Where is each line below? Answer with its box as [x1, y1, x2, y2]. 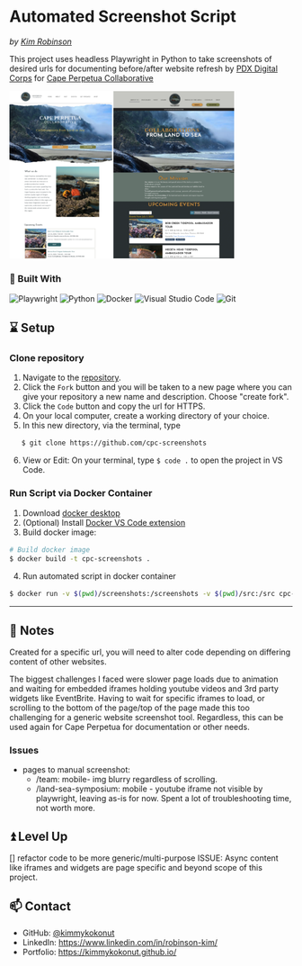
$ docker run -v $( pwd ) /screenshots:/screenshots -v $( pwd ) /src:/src [9, 590, 276, 599]
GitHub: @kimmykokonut [22, 927, 115, 938]
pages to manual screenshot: [22, 764, 130, 775]
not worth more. [35, 803, 96, 814]
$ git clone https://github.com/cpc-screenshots [21, 438, 207, 447]
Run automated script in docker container [22, 571, 177, 582]
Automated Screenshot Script [9, 6, 236, 27]
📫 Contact [9, 898, 72, 915]
